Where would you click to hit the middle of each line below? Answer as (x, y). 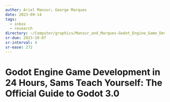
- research (21, 29)
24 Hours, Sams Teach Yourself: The (84, 83)
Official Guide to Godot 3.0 (62, 93)
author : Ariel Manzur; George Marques (46, 10)
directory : (17, 33)
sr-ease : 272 (19, 47)
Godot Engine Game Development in (83, 72)
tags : (11, 19)
